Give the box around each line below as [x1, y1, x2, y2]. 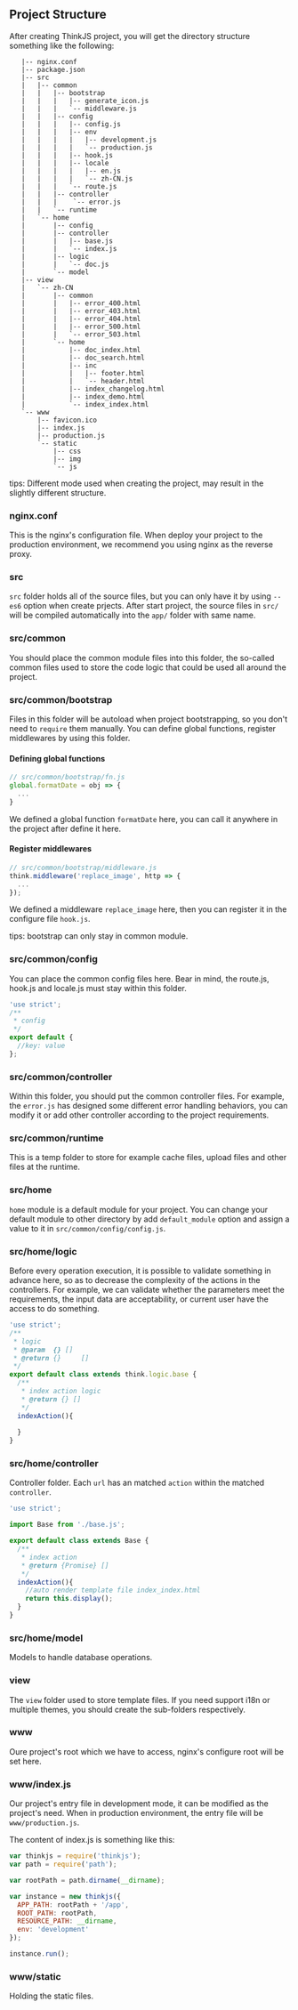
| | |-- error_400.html [20, 298, 141, 308]
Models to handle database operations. [9, 1652, 153, 1663]
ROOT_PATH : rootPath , [17, 1909, 98, 1917]
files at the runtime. [9, 1161, 81, 1173]
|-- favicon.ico [36, 416, 98, 424]
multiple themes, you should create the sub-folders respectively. [9, 1704, 246, 1715]
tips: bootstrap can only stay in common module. [9, 931, 189, 941]
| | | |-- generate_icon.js [20, 96, 149, 105]
